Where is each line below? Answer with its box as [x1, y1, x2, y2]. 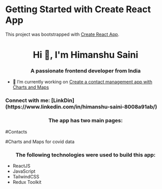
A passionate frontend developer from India [30, 67, 141, 74]
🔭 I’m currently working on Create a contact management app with [12, 79, 153, 85]
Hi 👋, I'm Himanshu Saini [33, 49, 139, 61]
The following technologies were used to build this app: [15, 151, 156, 158]
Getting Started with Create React [5, 4, 151, 15]
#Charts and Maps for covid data [5, 139, 75, 145]
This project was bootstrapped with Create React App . [5, 31, 120, 37]
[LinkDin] [51, 97, 75, 104]
